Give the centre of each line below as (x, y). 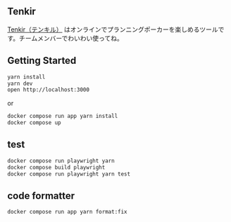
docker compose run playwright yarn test (69, 174)
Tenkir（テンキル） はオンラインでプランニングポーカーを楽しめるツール (113, 29)
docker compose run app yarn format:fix (68, 212)
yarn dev (20, 84)
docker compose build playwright (56, 167)
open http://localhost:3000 (49, 90)
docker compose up (34, 123)
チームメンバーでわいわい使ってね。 (71, 38)
